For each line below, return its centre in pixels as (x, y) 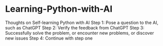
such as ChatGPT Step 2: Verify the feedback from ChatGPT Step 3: (75, 27)
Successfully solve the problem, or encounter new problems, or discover (80, 33)
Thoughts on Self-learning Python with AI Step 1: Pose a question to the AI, (82, 23)
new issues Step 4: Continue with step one (49, 38)
